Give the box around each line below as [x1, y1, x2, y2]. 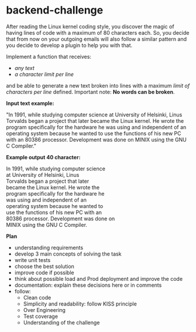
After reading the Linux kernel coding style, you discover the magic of [6, 23, 174, 30]
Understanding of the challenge [23, 318, 100, 326]
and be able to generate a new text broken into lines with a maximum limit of [6, 82, 190, 89]
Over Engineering [23, 306, 66, 313]
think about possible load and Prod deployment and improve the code [14, 275, 183, 282]
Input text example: [6, 99, 54, 106]
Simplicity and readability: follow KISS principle [23, 300, 137, 307]
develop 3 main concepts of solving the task [14, 250, 122, 257]
